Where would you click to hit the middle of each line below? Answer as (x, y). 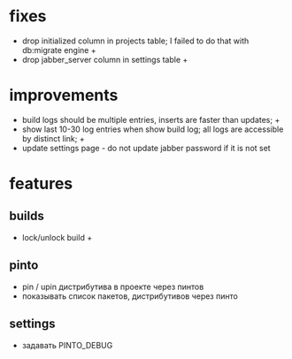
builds (27, 216)
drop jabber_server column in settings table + (105, 59)
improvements (64, 95)
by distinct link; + (54, 138)
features (41, 184)
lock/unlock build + (57, 237)
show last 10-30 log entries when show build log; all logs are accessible (153, 129)
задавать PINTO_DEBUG (67, 345)
